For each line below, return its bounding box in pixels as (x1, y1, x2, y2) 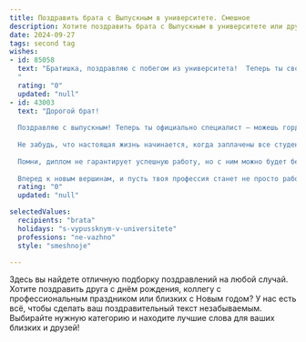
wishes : (9, 47, 39, 56)
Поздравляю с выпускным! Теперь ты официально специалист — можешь (17, 124, 280, 133)
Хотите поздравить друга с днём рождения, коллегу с (9, 284, 221, 295)
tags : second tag (9, 38, 76, 48)
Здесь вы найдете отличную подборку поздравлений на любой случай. (9, 274, 289, 285)
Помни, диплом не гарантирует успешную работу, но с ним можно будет (17, 156, 287, 166)
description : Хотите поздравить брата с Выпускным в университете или (9, 22, 283, 31)
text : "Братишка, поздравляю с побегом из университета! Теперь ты (17, 65, 283, 74)
